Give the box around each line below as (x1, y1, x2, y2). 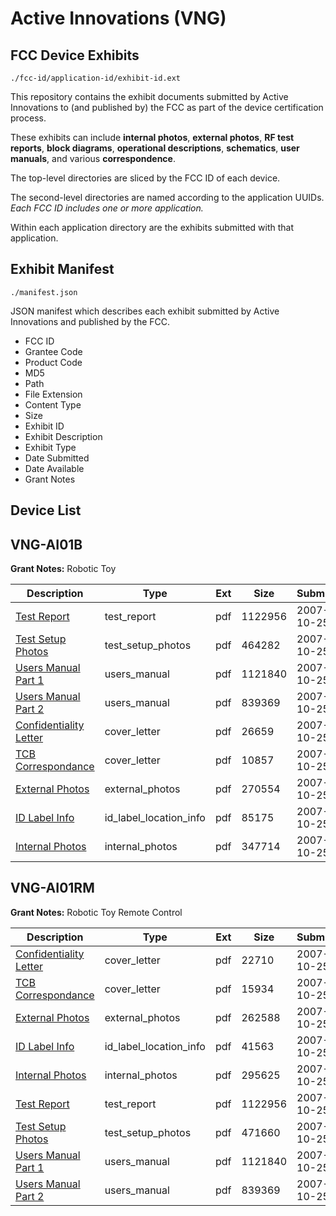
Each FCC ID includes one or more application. (10, 202, 204, 214)
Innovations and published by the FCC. (10, 315, 171, 327)
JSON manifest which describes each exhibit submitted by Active (10, 305, 280, 317)
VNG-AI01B (10, 536, 83, 553)
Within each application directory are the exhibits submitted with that (10, 222, 295, 233)
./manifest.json (10, 287, 78, 297)
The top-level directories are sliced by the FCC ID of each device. (10, 172, 281, 184)
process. (10, 112, 47, 124)
